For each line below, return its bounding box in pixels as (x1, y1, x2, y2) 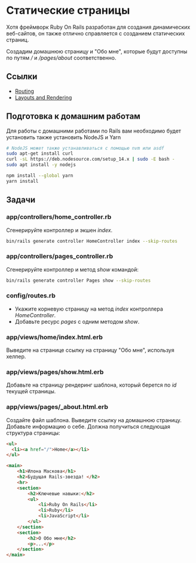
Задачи (6, 195, 36, 205)
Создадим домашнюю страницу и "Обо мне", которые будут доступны (6, 47, 188, 55)
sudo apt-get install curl (6, 150, 73, 156)
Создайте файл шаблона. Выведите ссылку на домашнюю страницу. (6, 416, 182, 423)
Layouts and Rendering (14, 94, 72, 101)
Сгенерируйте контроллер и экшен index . (6, 226, 113, 234)
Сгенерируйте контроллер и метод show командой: (6, 266, 139, 273)
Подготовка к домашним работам (6, 112, 140, 122)
